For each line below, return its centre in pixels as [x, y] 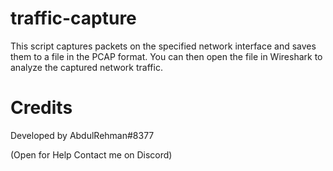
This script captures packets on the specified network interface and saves [163, 46]
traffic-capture [73, 18]
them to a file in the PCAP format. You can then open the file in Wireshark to [166, 56]
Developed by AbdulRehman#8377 [82, 135]
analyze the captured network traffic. [86, 67]
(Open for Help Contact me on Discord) [91, 154]
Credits [41, 108]
